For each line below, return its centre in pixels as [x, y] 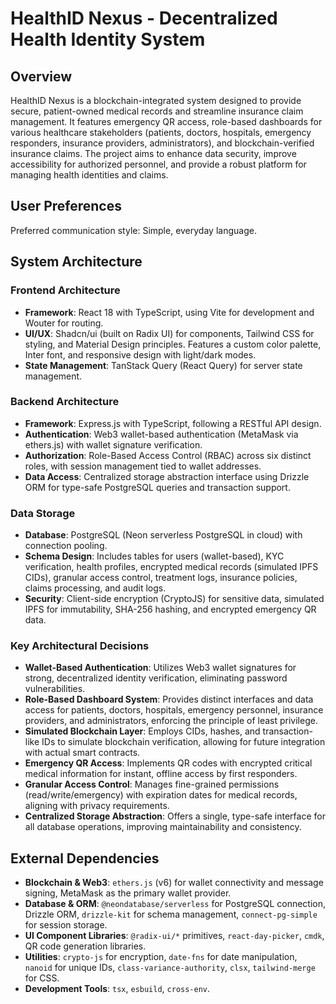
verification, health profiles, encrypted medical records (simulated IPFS [171, 567]
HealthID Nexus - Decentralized [144, 18]
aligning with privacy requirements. [97, 806]
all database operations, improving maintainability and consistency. [163, 827]
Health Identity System [108, 39]
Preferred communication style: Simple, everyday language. [133, 230]
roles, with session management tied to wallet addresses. [143, 466]
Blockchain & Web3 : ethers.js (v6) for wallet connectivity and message [174, 883]
